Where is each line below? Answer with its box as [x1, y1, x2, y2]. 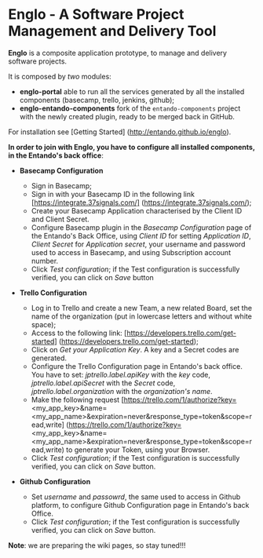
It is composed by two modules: [8, 71, 111, 81]
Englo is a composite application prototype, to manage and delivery [8, 48, 228, 57]
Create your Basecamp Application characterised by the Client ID [31, 206, 243, 215]
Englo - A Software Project [8, 5, 184, 24]
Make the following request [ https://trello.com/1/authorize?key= [31, 395, 237, 404]
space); [31, 319, 57, 329]
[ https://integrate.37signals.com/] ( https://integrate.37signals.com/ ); [31, 198, 252, 207]
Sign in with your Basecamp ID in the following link [31, 189, 195, 199]
